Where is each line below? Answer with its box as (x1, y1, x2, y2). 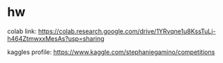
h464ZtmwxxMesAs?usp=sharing (7, 34, 105, 42)
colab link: (7, 27, 37, 35)
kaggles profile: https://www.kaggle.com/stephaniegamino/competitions (7, 48, 215, 56)
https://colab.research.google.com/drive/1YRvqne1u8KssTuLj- (38, 27, 216, 35)
